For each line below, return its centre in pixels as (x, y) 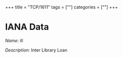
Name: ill (14, 40)
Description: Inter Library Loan (36, 50)
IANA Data (27, 27)
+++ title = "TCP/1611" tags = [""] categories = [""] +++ (61, 7)
